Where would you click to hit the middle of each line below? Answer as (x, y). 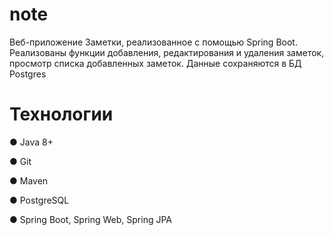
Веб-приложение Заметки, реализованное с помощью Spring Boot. (153, 42)
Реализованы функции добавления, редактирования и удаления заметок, (167, 52)
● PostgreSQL (39, 200)
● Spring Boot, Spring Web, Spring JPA (91, 219)
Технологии (61, 114)
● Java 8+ (31, 142)
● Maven (29, 180)
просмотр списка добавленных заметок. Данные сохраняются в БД (155, 63)
